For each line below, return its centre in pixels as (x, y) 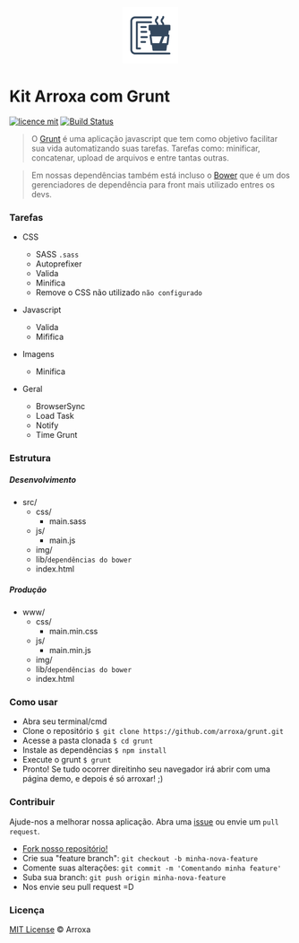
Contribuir (32, 802)
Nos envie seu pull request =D (78, 886)
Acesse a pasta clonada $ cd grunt (88, 741)
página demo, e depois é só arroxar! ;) (93, 779)
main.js (62, 540)
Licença (27, 910)
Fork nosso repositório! (65, 848)
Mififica (50, 337)
